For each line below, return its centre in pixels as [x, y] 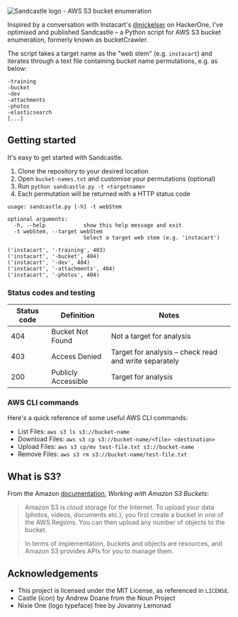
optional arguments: [38, 219]
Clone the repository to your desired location [83, 171]
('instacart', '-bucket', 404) [53, 256]
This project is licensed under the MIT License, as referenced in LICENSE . [124, 591]
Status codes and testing [51, 293]
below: [17, 68]
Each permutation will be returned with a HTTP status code [104, 193]
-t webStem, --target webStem [58, 231]
